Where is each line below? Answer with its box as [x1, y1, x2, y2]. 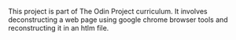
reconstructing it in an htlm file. [8, 24, 109, 32]
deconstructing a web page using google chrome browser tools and [8, 15, 228, 24]
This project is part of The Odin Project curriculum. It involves [8, 7, 208, 16]
